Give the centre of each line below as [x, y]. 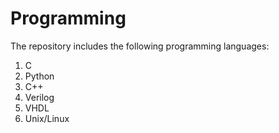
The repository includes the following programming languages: [140, 46]
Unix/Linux [47, 118]
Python [39, 76]
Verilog [39, 97]
